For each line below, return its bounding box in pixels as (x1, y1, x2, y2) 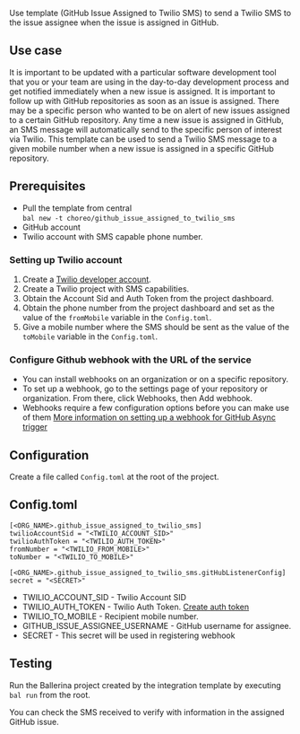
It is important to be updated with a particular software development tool (9, 66, 277, 77)
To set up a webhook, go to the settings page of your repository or (21, 383, 269, 394)
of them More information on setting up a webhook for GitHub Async (21, 412, 276, 423)
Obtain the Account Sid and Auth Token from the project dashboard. (21, 293, 275, 303)
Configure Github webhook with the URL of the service (9, 354, 253, 366)
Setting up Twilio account (9, 253, 123, 266)
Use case (9, 43, 63, 58)
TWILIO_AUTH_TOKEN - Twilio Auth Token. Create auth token (21, 601, 249, 612)
